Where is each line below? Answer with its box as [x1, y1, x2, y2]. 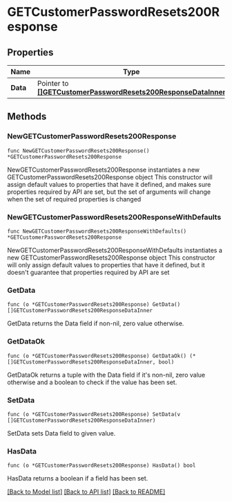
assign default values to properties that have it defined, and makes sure [7, 180, 211, 188]
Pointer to [37, 79, 69, 88]
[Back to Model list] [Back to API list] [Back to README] [7, 487, 166, 496]
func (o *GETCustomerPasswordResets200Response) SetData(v [7, 411, 181, 418]
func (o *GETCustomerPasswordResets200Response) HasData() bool [7, 462, 196, 469]
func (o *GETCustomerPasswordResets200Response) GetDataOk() [7, 352, 187, 359]
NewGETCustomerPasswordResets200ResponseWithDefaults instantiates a [7, 246, 223, 254]
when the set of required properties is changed [7, 195, 142, 203]
